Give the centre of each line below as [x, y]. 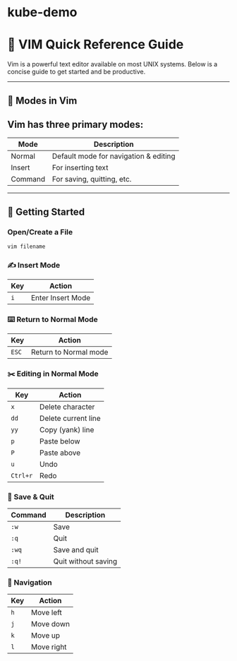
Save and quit [76, 550]
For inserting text [80, 168]
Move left [46, 613]
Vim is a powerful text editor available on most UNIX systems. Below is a [113, 64]
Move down [50, 624]
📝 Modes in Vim [42, 101]
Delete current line [70, 418]
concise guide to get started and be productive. [77, 72]
